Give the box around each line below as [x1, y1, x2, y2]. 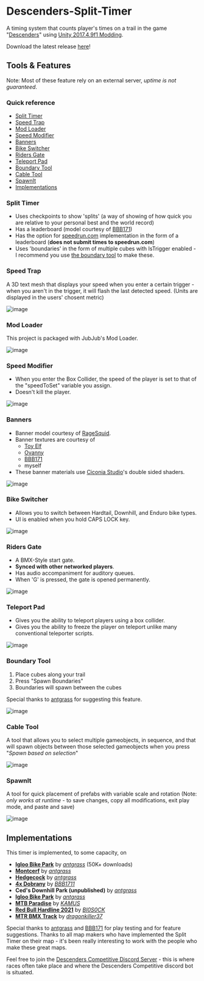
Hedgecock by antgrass [15, 874, 77, 881]
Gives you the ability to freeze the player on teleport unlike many [15, 623, 178, 631]
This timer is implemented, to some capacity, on [6, 849, 127, 857]
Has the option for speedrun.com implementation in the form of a [15, 232, 178, 239]
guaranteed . [6, 83, 38, 90]
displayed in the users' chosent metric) [6, 293, 105, 301]
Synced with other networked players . [15, 563, 114, 570]
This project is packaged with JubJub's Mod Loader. [6, 334, 138, 342]
